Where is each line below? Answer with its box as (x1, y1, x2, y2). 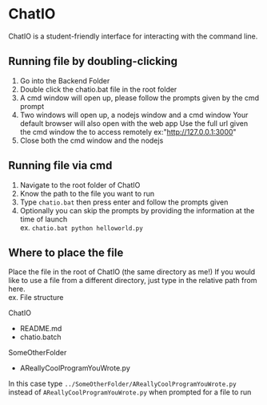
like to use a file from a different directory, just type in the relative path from (8, 276, 257, 286)
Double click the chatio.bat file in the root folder (19, 84, 177, 94)
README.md (19, 324, 62, 334)
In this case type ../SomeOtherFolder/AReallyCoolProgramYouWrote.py (8, 379, 237, 389)
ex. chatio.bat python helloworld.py (19, 222, 144, 233)
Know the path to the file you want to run (19, 188, 155, 198)
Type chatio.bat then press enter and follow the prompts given (19, 197, 229, 207)
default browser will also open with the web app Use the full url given (19, 118, 249, 128)
